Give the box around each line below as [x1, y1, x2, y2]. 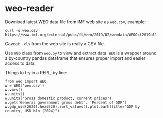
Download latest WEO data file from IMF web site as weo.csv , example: [5, 19, 146, 25]
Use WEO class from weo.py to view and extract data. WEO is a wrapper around [5, 50, 157, 56]
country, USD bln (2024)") [5, 108, 60, 113]
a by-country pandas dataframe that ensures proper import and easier [5, 55, 146, 61]
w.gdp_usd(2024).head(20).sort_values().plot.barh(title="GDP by [5, 104, 140, 109]
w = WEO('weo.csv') [5, 83, 45, 88]
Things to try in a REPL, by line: [5, 69, 67, 75]
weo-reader [5, 3, 54, 14]
